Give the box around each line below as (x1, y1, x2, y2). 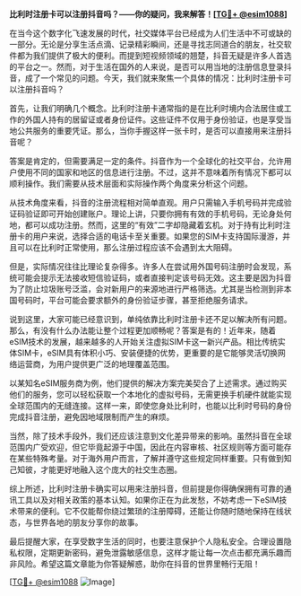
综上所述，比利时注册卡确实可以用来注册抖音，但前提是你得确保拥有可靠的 (9, 484, 284, 494)
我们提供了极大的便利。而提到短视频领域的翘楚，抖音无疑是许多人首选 (32, 50, 292, 61)
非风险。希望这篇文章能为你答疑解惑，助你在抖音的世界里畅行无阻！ (9, 558, 261, 569)
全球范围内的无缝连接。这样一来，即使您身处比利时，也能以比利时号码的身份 (9, 400, 292, 411)
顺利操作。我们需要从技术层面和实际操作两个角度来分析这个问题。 (9, 179, 253, 188)
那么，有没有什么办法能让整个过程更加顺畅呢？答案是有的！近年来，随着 (9, 325, 276, 336)
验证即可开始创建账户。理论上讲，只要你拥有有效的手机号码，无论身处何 (24, 208, 292, 219)
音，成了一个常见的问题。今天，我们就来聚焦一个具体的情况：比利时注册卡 (9, 73, 284, 83)
